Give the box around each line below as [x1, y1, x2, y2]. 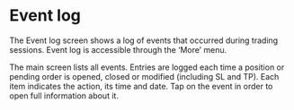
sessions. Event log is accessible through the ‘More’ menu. [9, 44, 227, 55]
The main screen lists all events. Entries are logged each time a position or [9, 62, 285, 72]
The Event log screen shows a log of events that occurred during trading [9, 35, 279, 46]
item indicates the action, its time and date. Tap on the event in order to [9, 80, 273, 91]
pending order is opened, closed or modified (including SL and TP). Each [9, 71, 280, 81]
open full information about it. [9, 90, 120, 101]
